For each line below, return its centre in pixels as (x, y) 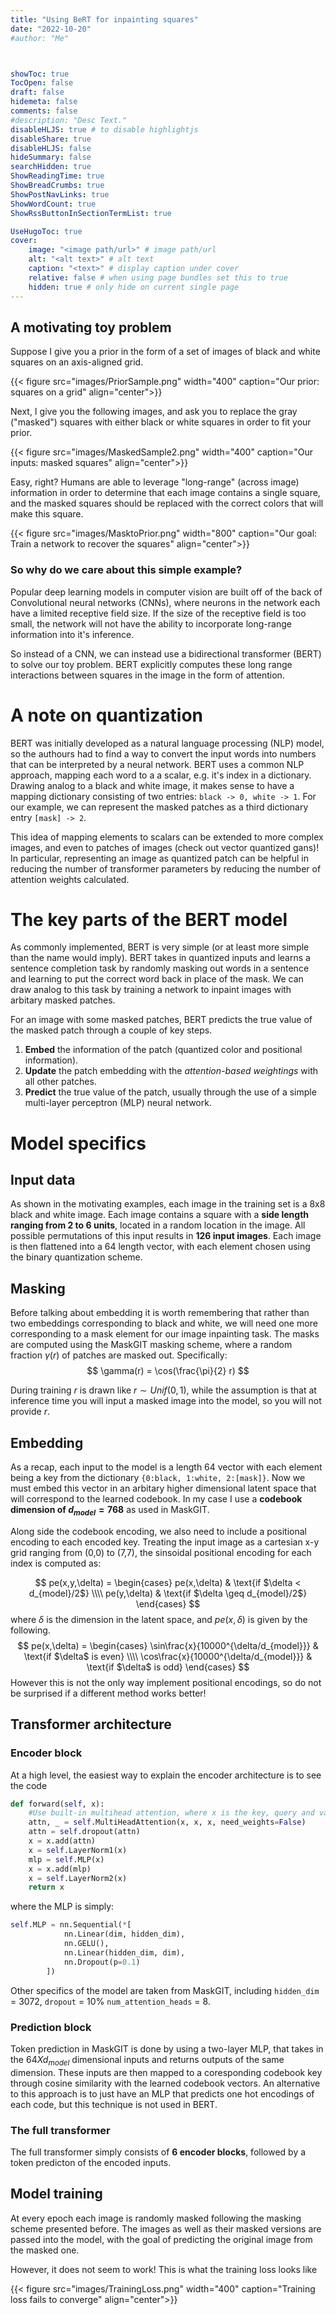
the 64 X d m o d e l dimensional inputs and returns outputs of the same (147, 2060)
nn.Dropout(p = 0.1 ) (102, 1962)
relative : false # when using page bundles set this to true (158, 277)
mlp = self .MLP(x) (66, 1859)
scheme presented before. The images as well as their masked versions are (166, 2228)
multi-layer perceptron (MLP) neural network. (118, 1103)
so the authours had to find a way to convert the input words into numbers (163, 753)
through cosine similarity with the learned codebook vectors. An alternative (165, 2083)
